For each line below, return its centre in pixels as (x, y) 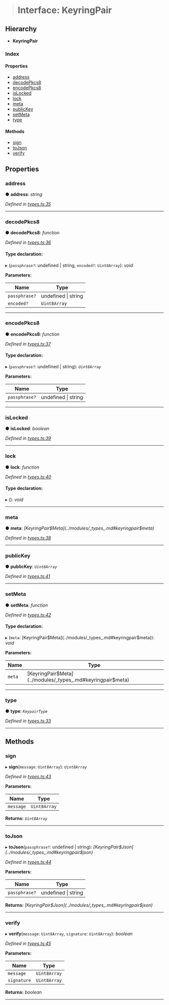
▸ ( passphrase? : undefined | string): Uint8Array (53, 367)
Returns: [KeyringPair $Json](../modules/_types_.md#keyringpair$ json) (79, 905)
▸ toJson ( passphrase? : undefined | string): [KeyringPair (62, 847)
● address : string (24, 194)
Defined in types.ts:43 (28, 776)
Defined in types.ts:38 (28, 538)
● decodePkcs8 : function (32, 233)
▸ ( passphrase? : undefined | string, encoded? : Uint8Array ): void (69, 265)
